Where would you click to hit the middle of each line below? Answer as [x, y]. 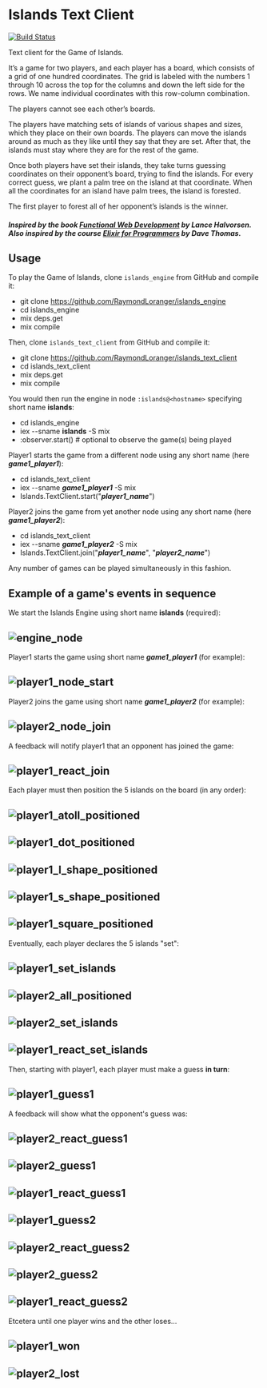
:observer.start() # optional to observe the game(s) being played [126, 440]
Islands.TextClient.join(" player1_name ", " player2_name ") [115, 552]
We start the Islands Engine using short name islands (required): [115, 612]
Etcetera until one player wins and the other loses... [93, 1321]
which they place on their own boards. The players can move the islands [128, 133]
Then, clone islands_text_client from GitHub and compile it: [109, 342]
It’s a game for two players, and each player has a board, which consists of [132, 68]
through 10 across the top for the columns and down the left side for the [127, 85]
